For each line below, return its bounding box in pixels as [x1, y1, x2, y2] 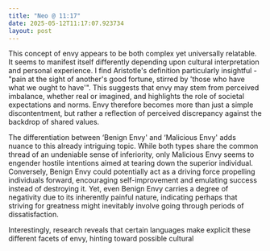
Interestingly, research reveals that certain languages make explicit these [8, 225, 251, 235]
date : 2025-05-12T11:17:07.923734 [8, 19, 125, 27]
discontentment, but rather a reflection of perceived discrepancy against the [8, 109, 262, 118]
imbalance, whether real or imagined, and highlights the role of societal [8, 92, 244, 101]
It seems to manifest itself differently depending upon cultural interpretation [8, 57, 260, 67]
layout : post [8, 27, 52, 35]
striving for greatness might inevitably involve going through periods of [8, 201, 244, 211]
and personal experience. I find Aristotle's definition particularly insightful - [8, 66, 258, 76]
